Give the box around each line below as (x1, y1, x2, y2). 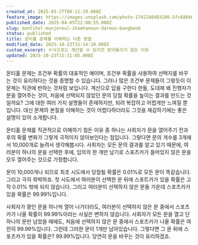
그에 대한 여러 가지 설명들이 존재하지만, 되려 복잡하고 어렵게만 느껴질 (24, 99, 181, 106)
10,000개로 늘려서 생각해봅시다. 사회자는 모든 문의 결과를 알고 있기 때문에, (12, 141, 183, 148)
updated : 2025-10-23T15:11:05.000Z (6, 53, 94, 58)
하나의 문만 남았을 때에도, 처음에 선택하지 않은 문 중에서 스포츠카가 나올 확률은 (6, 218, 186, 225)
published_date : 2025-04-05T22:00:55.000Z (6, 19, 112, 25)
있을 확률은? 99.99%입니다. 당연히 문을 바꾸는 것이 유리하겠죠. (26, 233, 171, 240)
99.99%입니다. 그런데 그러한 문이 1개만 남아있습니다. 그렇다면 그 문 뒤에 (16, 225, 183, 232)
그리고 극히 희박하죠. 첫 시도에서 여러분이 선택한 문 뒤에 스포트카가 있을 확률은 (6, 175, 186, 183)
